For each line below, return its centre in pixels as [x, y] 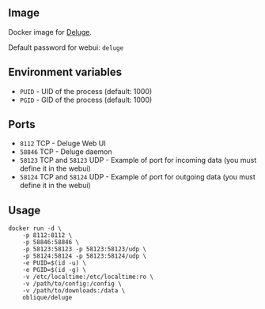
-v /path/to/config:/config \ [72, 284]
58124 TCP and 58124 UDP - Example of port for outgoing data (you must [137, 177]
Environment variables [65, 72]
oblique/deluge [47, 298]
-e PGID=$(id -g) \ [55, 270]
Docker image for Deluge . [50, 32]
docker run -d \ [35, 228]
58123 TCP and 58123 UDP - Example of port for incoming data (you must [138, 160]
